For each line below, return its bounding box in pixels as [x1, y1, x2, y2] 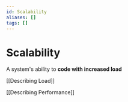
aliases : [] [6, 14, 36, 20]
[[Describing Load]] [6, 77, 55, 85]
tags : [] [6, 20, 28, 26]
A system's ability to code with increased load [6, 65, 122, 73]
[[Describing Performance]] [6, 89, 75, 96]
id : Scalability [6, 8, 47, 15]
